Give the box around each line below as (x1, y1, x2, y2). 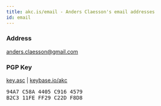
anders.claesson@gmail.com (6, 48, 78, 55)
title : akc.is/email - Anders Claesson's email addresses (6, 8, 155, 15)
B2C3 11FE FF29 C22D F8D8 (6, 95, 83, 101)
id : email (6, 14, 31, 20)
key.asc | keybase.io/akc (6, 76, 68, 84)
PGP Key (6, 63, 32, 71)
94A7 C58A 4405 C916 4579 (6, 89, 83, 95)
